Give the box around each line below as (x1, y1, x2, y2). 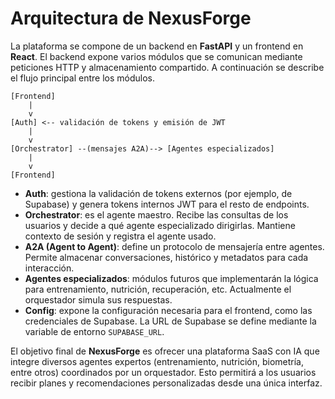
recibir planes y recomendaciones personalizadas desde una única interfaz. (10, 377, 323, 389)
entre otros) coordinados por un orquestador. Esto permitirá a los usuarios (10, 366, 317, 378)
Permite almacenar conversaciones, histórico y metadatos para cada (24, 251, 309, 263)
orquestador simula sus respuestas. (24, 293, 173, 306)
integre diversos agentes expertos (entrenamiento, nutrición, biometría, (10, 355, 304, 367)
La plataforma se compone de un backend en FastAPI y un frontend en (10, 40, 304, 52)
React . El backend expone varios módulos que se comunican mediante (10, 50, 303, 62)
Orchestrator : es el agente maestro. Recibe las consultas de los (24, 208, 289, 221)
